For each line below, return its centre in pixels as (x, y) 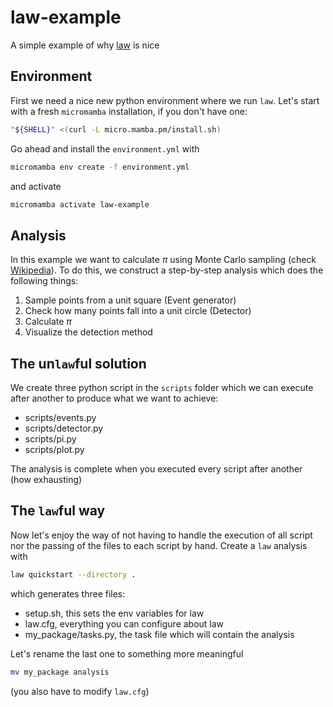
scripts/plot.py (54, 449)
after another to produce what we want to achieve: (114, 398)
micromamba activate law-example (80, 204)
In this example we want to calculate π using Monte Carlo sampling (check (163, 260)
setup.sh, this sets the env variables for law (114, 613)
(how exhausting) (46, 479)
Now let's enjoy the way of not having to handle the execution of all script (161, 535)
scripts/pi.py (50, 439)
